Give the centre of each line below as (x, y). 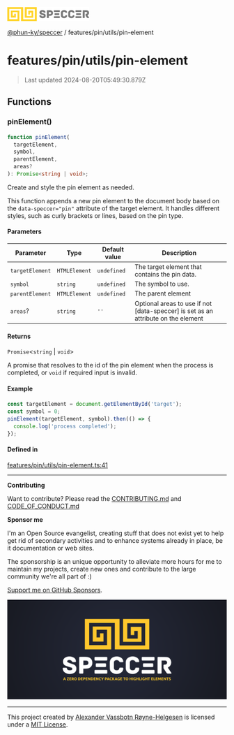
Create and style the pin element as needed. (71, 187)
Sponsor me (25, 520)
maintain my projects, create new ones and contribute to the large (102, 569)
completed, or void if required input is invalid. (72, 372)
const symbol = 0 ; (34, 412)
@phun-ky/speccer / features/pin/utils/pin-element (81, 32)
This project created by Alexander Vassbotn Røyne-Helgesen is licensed (111, 717)
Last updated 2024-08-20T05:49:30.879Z (85, 80)
